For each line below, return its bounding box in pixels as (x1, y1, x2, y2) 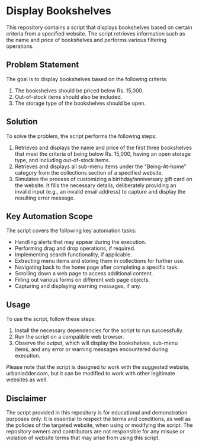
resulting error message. (14, 194, 75, 201)
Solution (6, 117, 38, 127)
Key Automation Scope (6, 211, 93, 221)
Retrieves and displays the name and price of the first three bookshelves (14, 144, 192, 151)
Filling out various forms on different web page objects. (14, 276, 150, 284)
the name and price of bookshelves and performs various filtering (6, 36, 167, 43)
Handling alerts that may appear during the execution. (14, 239, 147, 246)
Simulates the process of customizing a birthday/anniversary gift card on (14, 175, 192, 182)
